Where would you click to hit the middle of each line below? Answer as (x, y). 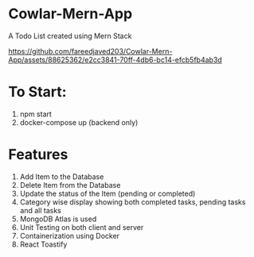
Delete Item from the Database (70, 185)
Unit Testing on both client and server (82, 227)
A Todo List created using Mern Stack (70, 36)
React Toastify (43, 244)
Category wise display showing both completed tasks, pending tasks (133, 202)
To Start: (37, 92)
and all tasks (40, 210)
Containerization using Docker (70, 236)
